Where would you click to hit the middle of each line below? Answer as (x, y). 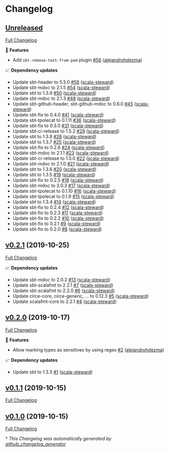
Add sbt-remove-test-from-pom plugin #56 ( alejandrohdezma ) (77, 60)
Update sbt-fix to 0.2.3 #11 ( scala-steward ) (58, 213)
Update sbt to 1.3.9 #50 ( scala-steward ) (55, 93)
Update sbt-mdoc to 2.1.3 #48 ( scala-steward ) (62, 98)
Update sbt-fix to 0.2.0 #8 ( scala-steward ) (57, 229)
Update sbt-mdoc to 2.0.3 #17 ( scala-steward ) (61, 186)
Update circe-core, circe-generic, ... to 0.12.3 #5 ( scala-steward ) (81, 296)
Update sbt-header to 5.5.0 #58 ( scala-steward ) (63, 82)
